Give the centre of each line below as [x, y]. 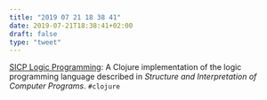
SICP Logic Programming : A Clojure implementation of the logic [125, 67]
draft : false [33, 34]
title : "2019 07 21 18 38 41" [65, 17]
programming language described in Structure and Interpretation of [133, 77]
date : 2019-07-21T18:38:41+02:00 [71, 26]
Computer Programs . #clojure [65, 86]
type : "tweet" [36, 42]
